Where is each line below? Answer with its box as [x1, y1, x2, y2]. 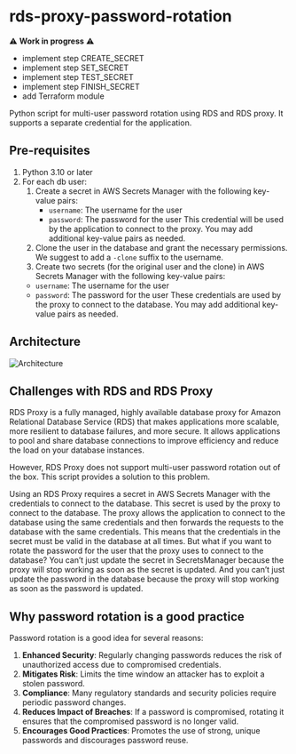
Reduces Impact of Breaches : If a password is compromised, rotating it [21, 707, 284, 718]
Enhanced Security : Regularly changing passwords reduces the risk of [21, 650, 282, 661]
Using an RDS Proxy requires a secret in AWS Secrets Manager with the [9, 489, 271, 500]
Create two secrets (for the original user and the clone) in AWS [35, 261, 265, 272]
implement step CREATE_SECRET [21, 52, 144, 63]
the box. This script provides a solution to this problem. [9, 471, 211, 482]
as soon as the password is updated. [9, 583, 144, 594]
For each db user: [21, 176, 87, 187]
